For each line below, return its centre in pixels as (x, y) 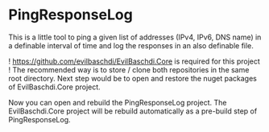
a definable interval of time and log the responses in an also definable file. (131, 45)
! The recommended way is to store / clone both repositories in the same (129, 69)
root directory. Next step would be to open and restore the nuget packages (133, 78)
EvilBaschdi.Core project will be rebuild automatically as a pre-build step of (133, 111)
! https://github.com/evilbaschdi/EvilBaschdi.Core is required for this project (134, 61)
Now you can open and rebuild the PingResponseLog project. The (118, 102)
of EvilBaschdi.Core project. (54, 87)
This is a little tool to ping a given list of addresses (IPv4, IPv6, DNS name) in (135, 37)
